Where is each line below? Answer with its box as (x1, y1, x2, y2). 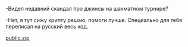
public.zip (5, 35, 30, 41)
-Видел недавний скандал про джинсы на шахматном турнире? (5, 5, 169, 12)
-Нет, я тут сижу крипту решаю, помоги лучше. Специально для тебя (5, 17, 183, 23)
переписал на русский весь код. (5, 23, 89, 30)
